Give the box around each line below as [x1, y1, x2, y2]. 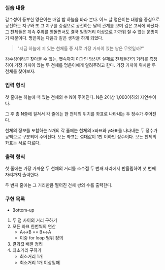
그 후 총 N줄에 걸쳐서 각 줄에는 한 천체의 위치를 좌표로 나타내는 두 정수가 [5, 111, 144, 116]
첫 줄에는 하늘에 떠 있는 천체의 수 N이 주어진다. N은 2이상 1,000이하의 [5, 94, 139, 100]
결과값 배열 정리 [12, 241, 43, 247]
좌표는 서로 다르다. [5, 140, 41, 146]
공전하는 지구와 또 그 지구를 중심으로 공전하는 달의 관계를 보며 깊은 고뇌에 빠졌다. [5, 23, 160, 29]
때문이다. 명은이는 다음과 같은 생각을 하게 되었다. [10, 35, 103, 41]
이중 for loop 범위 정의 [19, 235, 63, 241]
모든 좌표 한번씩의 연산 [12, 224, 56, 230]
